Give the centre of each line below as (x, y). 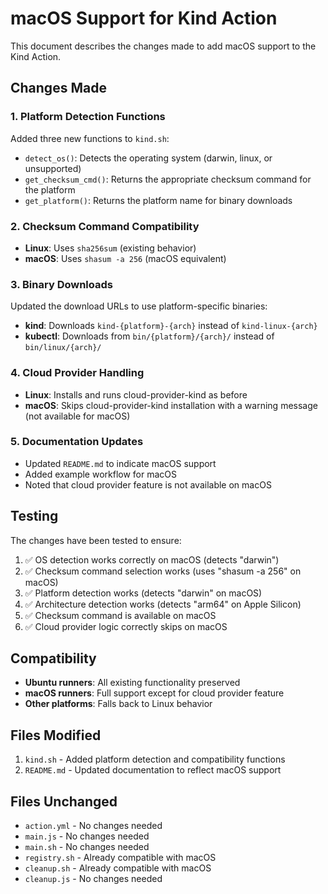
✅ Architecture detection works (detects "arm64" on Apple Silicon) (163, 604)
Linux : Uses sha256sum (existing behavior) (110, 248)
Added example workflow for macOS (101, 474)
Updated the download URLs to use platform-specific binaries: (139, 306)
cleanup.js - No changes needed (93, 879)
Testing (34, 516)
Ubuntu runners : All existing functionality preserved (132, 683)
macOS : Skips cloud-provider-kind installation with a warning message (171, 405)
